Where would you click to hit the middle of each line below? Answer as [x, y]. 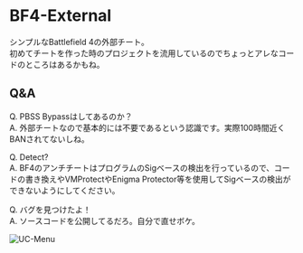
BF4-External [61, 16]
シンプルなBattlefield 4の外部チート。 [79, 42]
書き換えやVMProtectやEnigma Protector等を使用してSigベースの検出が [158, 179]
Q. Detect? [29, 157]
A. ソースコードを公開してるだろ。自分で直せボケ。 [105, 220]
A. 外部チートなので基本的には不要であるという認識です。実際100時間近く [147, 127]
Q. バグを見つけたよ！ [51, 210]
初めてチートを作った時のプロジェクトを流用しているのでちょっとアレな [144, 53]
